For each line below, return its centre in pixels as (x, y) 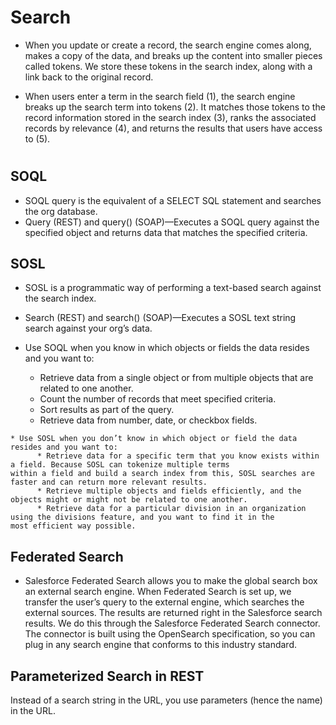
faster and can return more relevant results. (109, 482)
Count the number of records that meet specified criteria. (158, 399)
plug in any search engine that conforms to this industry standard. (161, 645)
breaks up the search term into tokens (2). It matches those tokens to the (175, 107)
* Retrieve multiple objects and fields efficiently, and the (169, 491)
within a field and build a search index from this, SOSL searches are (162, 474)
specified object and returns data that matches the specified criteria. (166, 232)
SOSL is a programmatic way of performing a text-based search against (173, 288)
